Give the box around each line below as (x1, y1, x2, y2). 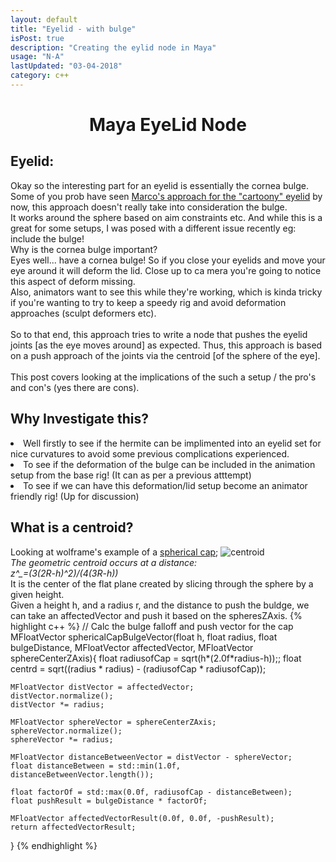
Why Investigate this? (10, 411, 150, 428)
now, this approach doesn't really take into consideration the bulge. (10, 201, 288, 213)
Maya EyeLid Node (89, 114, 247, 136)
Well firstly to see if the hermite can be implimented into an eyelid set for (23, 437, 322, 449)
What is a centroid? (10, 519, 134, 536)
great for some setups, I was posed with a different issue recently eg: (10, 222, 297, 234)
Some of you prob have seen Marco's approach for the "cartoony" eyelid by (10, 190, 323, 202)
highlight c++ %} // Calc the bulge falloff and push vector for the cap (10, 620, 294, 632)
